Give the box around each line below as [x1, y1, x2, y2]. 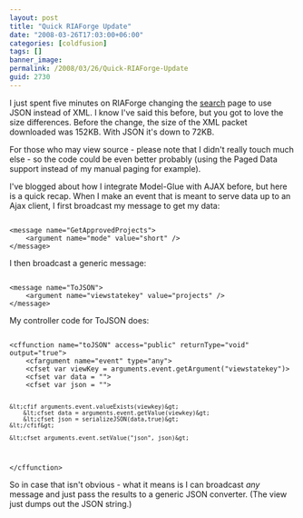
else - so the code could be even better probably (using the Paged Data [9, 154, 279, 164]
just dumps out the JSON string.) [9, 498, 132, 509]
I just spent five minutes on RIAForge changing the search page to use [9, 97, 272, 108]
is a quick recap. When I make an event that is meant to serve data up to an [9, 190, 291, 201]
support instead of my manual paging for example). [9, 163, 201, 174]
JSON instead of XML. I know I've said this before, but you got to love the [9, 106, 284, 118]
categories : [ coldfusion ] [9, 38, 107, 48]
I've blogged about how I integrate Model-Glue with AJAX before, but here [9, 181, 288, 192]
